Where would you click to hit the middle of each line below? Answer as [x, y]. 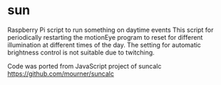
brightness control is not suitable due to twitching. [81, 52]
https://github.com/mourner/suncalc [61, 74]
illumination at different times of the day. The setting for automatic [104, 45]
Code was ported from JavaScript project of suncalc [84, 66]
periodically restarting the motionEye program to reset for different [105, 37]
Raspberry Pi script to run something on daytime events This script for [110, 30]
